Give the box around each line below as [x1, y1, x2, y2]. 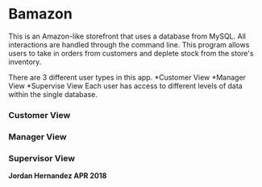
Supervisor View [8, 152, 75, 164]
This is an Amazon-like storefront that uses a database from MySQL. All [8, 31, 246, 41]
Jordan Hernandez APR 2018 [8, 171, 107, 181]
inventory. [8, 57, 42, 67]
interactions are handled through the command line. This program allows [8, 39, 250, 49]
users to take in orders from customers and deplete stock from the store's [8, 48, 254, 58]
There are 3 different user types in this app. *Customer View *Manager [8, 72, 247, 82]
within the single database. [8, 89, 98, 99]
